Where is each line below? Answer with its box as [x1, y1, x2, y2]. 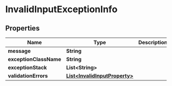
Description [138, 39, 168, 46]
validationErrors [8, 72, 48, 79]
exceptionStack [8, 64, 47, 71]
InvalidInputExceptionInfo [5, 4, 118, 15]
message [8, 47, 31, 54]
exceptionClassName [8, 56, 61, 63]
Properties [5, 24, 40, 33]
